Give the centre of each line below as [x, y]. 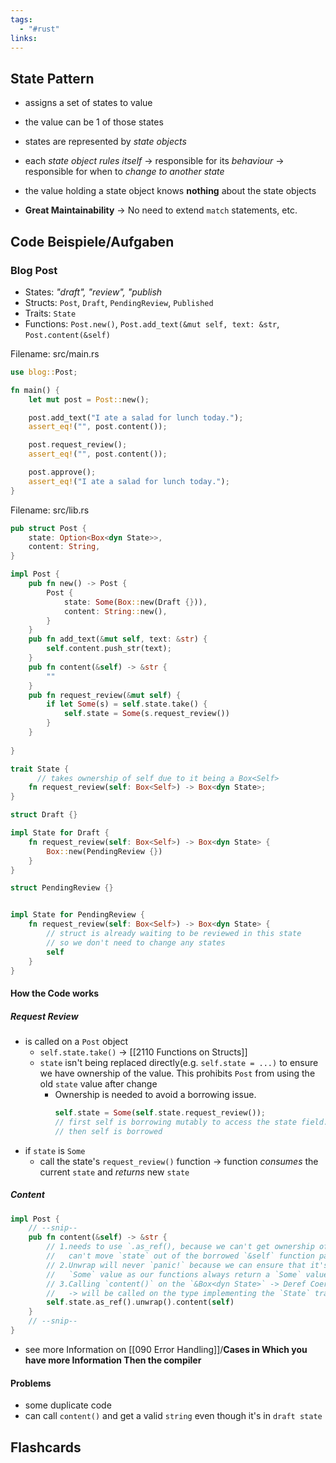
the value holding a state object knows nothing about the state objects [170, 191]
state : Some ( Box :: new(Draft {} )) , [135, 602]
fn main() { [35, 390]
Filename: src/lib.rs [50, 510]
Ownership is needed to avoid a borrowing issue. [155, 1094]
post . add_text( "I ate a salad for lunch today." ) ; [136, 417]
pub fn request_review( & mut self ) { [105, 695]
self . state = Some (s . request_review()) [146, 714]
